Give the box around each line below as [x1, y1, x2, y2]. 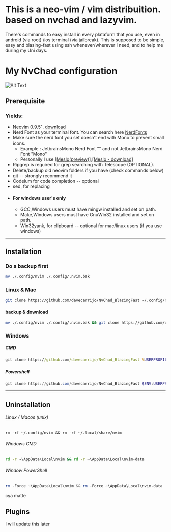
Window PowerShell [5, 467, 47, 474]
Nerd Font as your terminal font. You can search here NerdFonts [12, 129, 147, 135]
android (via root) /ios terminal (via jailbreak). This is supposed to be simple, [5, 37, 165, 43]
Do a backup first [5, 263, 49, 270]
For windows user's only [12, 195, 66, 201]
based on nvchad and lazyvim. [5, 14, 137, 26]
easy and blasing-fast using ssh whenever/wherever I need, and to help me [5, 42, 163, 48]
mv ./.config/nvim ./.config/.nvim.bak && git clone [5, 320, 120, 325]
